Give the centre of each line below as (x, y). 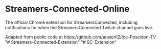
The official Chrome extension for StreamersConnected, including (71, 22)
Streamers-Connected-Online (67, 9)
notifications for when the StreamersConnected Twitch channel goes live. (79, 27)
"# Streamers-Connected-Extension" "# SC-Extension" (61, 42)
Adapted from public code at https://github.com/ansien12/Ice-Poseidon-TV (81, 37)
